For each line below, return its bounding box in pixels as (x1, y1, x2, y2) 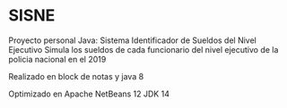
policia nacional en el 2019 (8, 54, 107, 64)
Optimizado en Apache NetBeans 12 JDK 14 (8, 88, 170, 99)
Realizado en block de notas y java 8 (8, 71, 144, 81)
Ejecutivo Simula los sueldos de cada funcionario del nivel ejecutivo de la (8, 44, 279, 54)
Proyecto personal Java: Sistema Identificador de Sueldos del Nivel (8, 35, 257, 46)
